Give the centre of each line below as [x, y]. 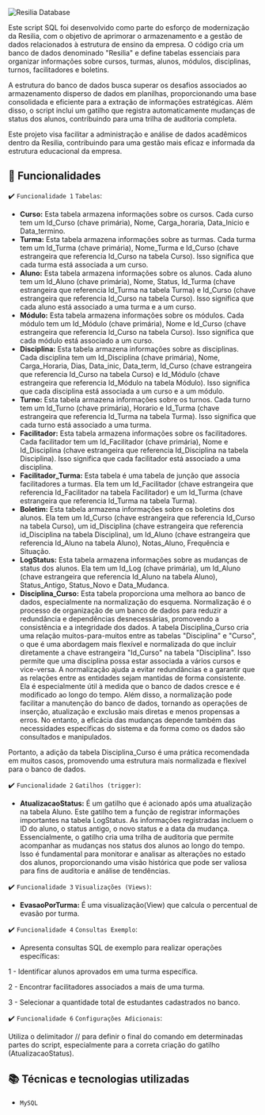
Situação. [35, 551]
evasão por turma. [49, 913]
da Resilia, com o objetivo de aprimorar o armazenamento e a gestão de [125, 36]
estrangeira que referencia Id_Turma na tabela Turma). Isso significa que [138, 416]
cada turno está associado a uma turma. [85, 425]
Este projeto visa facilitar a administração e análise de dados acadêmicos [128, 134]
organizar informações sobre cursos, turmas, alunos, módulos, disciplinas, [130, 61]
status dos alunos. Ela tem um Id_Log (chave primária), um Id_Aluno [130, 568]
